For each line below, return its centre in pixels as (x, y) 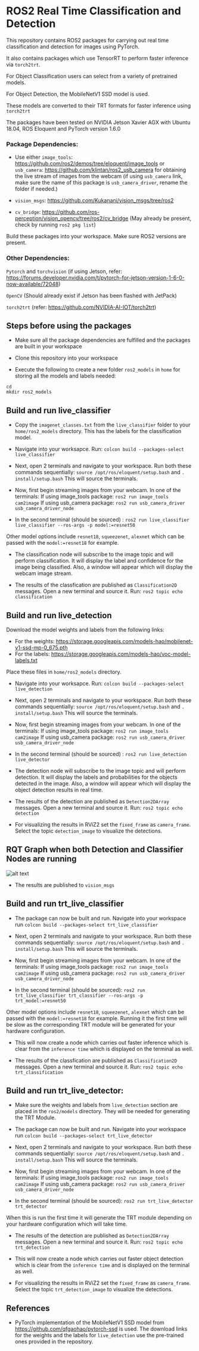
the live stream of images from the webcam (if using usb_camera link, (99, 176)
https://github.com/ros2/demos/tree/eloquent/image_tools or (90, 164)
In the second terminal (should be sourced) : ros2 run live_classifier (102, 520)
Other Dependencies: (38, 258)
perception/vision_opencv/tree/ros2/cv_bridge (71, 219)
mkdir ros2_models (29, 392)
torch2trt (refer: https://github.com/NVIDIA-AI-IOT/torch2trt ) (81, 307)
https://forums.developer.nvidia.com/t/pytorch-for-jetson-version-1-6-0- (95, 277)
